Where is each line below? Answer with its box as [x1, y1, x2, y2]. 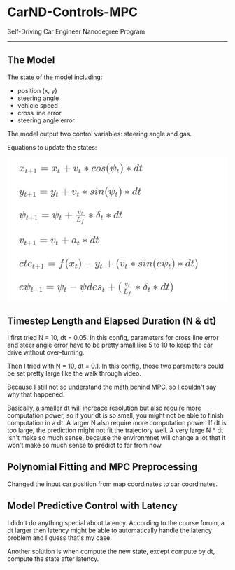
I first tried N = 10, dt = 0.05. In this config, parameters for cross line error [7, 333, 219, 341]
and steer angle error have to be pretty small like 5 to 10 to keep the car [7, 341, 213, 349]
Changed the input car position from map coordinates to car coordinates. [7, 480, 218, 488]
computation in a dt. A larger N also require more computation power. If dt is [7, 418, 227, 427]
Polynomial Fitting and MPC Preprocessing [7, 461, 198, 473]
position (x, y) [17, 86, 57, 94]
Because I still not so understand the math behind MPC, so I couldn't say [7, 383, 217, 391]
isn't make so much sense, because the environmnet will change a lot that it [7, 433, 226, 441]
